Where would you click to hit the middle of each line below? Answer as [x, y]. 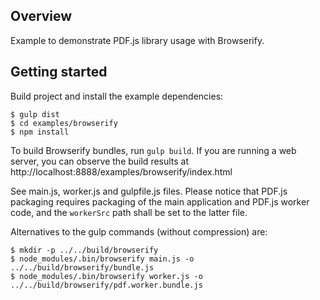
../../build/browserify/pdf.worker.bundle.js [106, 285]
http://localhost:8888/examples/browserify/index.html [121, 171]
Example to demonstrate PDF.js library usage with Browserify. [137, 40]
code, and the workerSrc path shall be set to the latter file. [129, 212]
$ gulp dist [35, 114]
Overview [41, 16]
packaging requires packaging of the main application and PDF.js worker [160, 201]
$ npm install [40, 132]
